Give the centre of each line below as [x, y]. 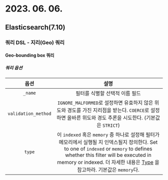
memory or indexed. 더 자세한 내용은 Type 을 [108, 162]
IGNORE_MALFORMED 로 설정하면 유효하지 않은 [105, 103]
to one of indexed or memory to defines [108, 149]
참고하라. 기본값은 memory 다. [108, 170]
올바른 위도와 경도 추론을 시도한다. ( [106, 118]
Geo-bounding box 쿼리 [30, 55]
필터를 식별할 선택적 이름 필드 [108, 93]
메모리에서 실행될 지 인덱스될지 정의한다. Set [108, 142]
